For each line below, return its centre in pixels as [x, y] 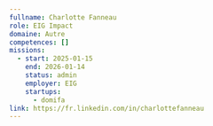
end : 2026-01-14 [55, 67]
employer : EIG [51, 83]
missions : [28, 51]
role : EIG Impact [41, 26]
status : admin [51, 75]
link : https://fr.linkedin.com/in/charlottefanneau [106, 108]
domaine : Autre [37, 34]
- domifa [49, 100]
